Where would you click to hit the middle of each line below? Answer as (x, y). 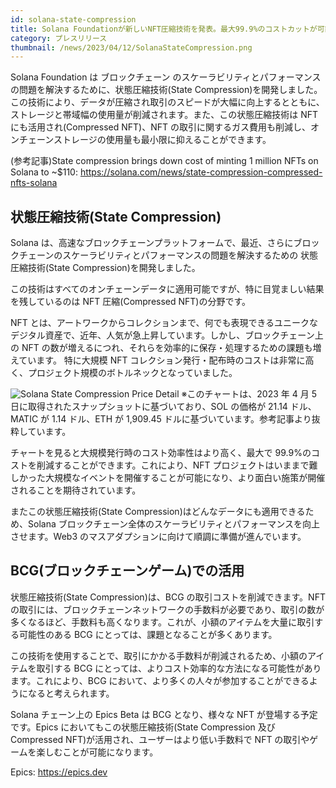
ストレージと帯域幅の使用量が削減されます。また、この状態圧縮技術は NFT (164, 115)
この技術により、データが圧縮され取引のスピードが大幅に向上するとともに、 (167, 102)
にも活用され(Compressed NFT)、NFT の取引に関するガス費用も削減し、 (160, 127)
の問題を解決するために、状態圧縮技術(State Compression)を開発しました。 (166, 90)
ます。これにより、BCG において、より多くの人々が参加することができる (160, 680)
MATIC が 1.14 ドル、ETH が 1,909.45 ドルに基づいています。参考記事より (161, 419)
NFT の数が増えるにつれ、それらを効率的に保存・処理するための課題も (167, 348)
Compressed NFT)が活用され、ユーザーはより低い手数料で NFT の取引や (160, 739)
